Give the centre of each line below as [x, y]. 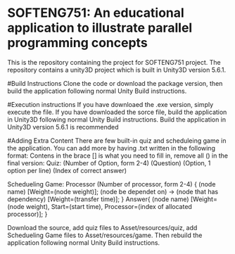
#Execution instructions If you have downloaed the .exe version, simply [110, 104]
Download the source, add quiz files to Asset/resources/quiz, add [102, 227]
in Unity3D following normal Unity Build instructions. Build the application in [117, 119]
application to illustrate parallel [100, 28]
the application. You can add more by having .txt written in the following [112, 148]
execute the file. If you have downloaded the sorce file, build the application [117, 112]
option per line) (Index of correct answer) [67, 170]
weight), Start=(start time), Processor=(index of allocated [109, 206]
